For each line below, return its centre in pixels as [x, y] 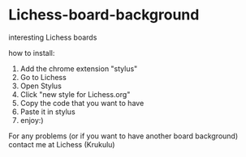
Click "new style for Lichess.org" [75, 94]
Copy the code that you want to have [82, 103]
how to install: [32, 53]
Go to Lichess [43, 77]
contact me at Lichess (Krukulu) [62, 144]
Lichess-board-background [104, 15]
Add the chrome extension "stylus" [79, 68]
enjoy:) [32, 120]
